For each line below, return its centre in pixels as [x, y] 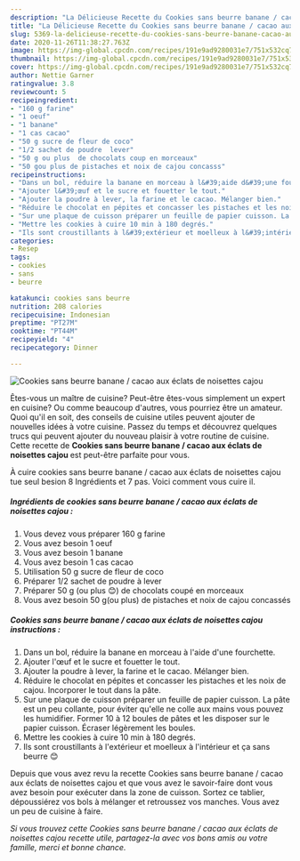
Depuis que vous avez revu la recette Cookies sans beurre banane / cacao [147, 773]
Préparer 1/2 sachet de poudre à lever [93, 581]
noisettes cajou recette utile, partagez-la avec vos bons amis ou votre [139, 838]
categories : [32, 241]
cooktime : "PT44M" [44, 331]
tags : [20, 257]
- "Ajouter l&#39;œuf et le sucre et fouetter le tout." [118, 191]
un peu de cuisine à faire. [57, 811]
